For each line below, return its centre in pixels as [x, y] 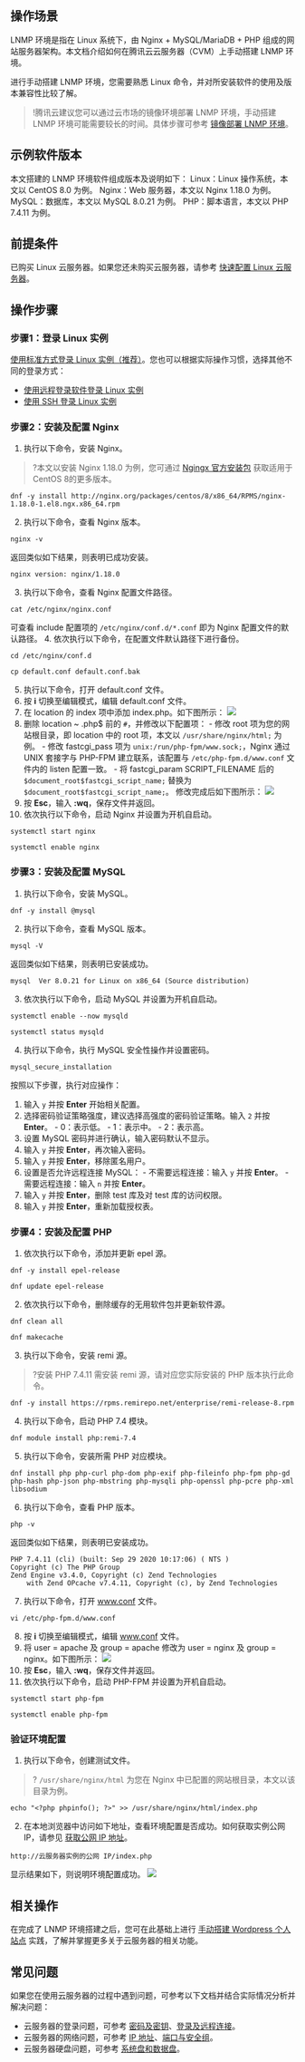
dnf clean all [37, 1321]
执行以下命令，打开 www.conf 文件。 [92, 1602]
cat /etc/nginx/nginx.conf [61, 610]
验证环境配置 [38, 1738]
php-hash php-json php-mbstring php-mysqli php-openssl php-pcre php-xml [152, 1481]
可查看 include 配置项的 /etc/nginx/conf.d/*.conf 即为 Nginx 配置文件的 [146, 627]
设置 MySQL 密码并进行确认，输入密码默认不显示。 [119, 1138]
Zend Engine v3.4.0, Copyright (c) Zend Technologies [114, 1575]
